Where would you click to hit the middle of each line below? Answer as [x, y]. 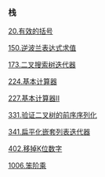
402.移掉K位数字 [35, 149]
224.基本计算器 [33, 81]
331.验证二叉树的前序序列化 [53, 115]
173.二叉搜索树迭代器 [42, 65]
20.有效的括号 [31, 31]
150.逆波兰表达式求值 [42, 48]
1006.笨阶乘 [27, 166]
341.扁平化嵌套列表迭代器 [49, 132]
